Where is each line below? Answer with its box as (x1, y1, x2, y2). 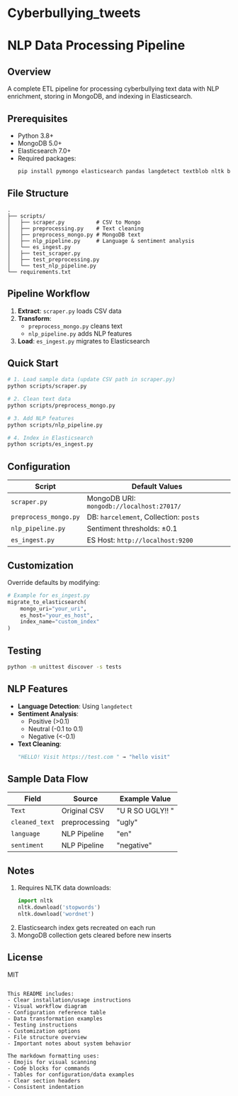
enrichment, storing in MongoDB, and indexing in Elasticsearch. (7, 92, 193, 101)
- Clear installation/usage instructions (7, 996, 132, 1004)
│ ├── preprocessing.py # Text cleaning (7, 225, 144, 232)
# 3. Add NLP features (7, 415, 74, 422)
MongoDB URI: (86, 493, 136, 503)
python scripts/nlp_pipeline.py (7, 421, 103, 429)
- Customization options (7, 1027, 81, 1034)
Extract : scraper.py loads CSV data (17, 307, 122, 315)
